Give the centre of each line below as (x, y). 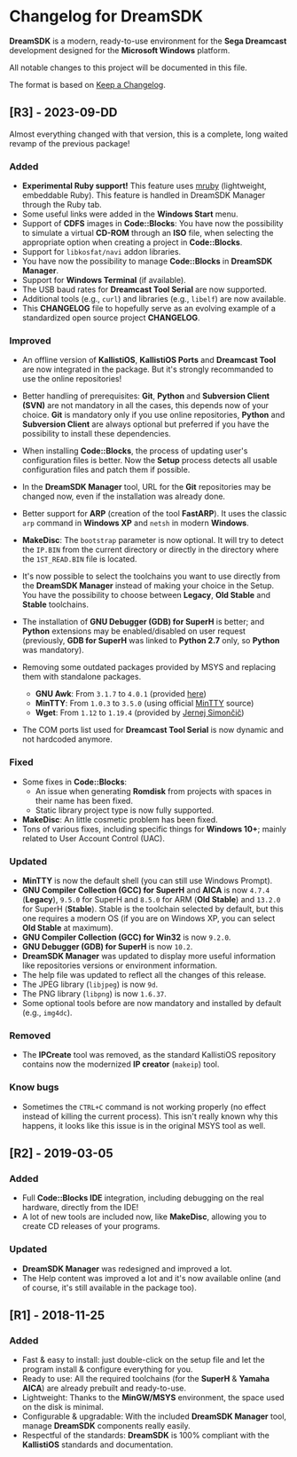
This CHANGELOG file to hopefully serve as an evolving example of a (149, 309)
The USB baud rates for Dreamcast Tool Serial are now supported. (145, 289)
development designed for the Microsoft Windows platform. (120, 50)
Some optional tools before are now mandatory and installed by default (152, 1003)
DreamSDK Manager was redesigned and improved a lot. (127, 1268)
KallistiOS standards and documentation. (98, 1445)
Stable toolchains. (55, 604)
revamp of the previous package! (70, 143)
